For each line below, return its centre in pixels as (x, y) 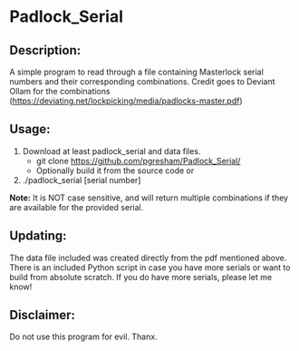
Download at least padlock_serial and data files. (111, 151)
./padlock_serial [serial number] (82, 180)
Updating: (38, 236)
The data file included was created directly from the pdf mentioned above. (148, 258)
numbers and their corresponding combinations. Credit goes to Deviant (142, 82)
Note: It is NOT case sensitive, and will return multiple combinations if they (149, 198)
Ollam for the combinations (60, 91)
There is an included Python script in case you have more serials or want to (150, 267)
